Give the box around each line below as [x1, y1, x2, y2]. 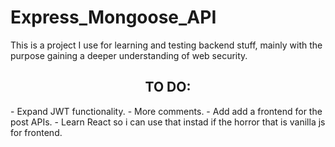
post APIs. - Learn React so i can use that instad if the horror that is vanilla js [10, 116, 326, 128]
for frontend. [10, 126, 63, 138]
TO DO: [144, 79, 192, 96]
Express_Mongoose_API [10, 6, 217, 29]
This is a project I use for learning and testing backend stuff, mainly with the [10, 39, 323, 51]
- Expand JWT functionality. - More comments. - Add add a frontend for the [10, 105, 323, 117]
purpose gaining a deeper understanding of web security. [10, 49, 248, 61]
